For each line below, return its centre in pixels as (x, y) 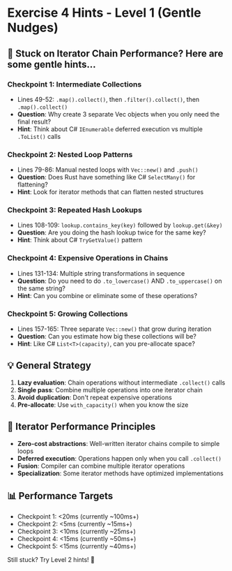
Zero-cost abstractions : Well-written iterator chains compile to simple (118, 443)
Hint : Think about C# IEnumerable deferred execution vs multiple (110, 129)
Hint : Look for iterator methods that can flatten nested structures (110, 192)
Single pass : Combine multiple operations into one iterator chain (110, 390)
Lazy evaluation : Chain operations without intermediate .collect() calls (121, 383)
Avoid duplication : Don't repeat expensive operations (94, 397)
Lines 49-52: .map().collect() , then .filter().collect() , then (108, 99)
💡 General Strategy (49, 365)
